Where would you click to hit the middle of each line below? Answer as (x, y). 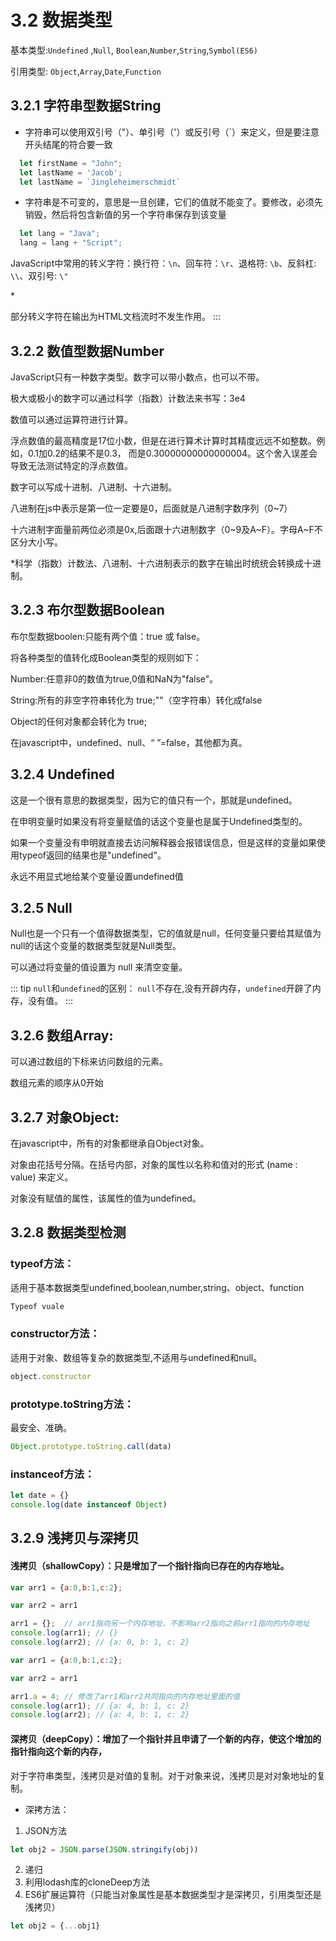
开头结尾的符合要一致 (68, 144)
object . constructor (51, 1376)
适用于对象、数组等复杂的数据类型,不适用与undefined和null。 (136, 1357)
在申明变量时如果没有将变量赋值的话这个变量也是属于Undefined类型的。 (159, 821)
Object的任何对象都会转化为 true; (78, 721)
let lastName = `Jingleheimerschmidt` (100, 182)
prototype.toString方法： (72, 1404)
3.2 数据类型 (61, 20)
